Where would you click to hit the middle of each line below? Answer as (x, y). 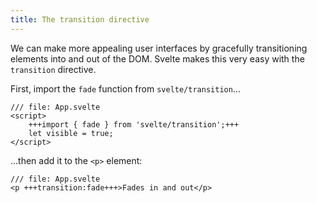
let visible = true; (71, 133)
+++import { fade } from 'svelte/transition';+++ (134, 124)
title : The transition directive (80, 19)
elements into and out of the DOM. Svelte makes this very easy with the (157, 58)
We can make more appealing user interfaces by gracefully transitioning (159, 48)
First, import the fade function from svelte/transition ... (125, 88)
